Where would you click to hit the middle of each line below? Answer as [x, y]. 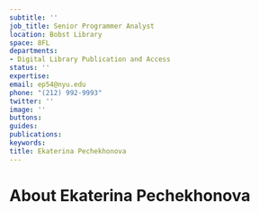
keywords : [28, 143]
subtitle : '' [34, 18]
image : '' [28, 110]
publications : [36, 135]
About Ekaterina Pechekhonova [130, 195]
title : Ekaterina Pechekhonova [68, 151]
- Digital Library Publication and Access [90, 59]
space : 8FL [30, 43]
